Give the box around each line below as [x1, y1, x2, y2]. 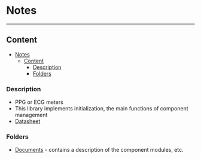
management [14, 112, 48, 119]
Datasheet [14, 118, 41, 125]
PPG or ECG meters [14, 98, 64, 106]
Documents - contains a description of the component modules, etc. [14, 146, 184, 154]
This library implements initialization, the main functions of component [14, 105, 188, 112]
